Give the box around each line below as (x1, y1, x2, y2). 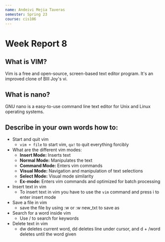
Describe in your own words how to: (5, 123, 119, 131)
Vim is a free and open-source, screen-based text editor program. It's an (5, 70, 154, 77)
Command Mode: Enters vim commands (19, 163, 103, 169)
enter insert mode (19, 194, 56, 200)
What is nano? (5, 90, 50, 99)
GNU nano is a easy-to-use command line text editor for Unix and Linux (5, 104, 151, 110)
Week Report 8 (5, 38, 68, 49)
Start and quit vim (12, 136, 49, 142)
